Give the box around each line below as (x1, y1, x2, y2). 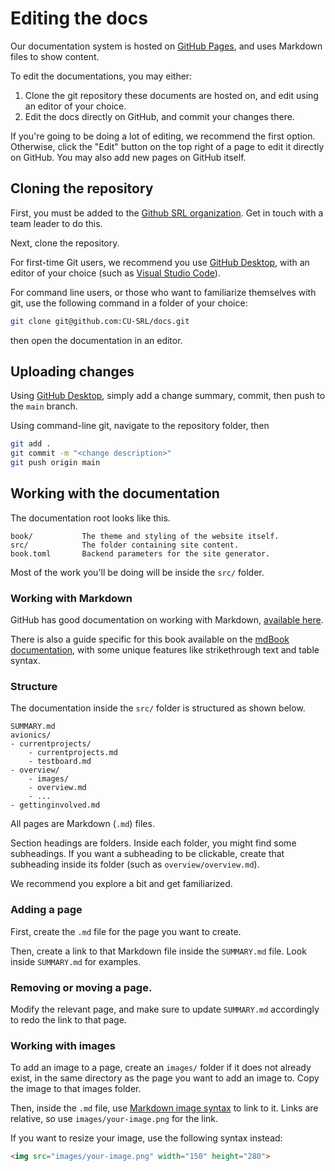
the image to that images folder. (10, 1083, 142, 1095)
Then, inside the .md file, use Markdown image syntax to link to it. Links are (10, 1102, 319, 1114)
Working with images (10, 1038, 116, 1052)
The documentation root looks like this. (10, 512, 171, 524)
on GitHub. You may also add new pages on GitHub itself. (10, 151, 247, 163)
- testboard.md (28, 757, 92, 767)
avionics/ (10, 730, 52, 741)
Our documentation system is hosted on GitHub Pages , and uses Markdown (10, 40, 323, 52)
